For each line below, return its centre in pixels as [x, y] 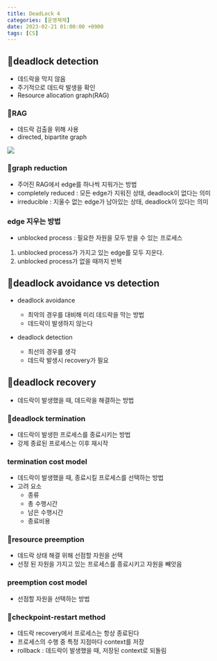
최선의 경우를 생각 [52, 351]
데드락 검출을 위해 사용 [48, 129]
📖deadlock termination [46, 418]
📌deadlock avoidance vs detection [83, 283]
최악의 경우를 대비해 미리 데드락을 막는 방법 [86, 314]
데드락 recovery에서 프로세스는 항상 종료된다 [78, 633]
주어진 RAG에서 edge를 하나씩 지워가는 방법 [77, 184]
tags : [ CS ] [23, 33]
